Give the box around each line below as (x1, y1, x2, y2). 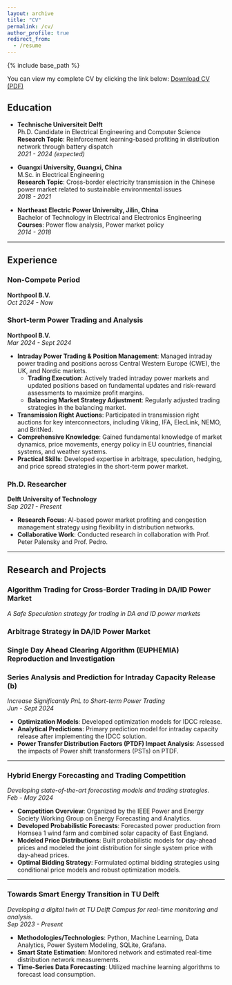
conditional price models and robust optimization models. (17, 865, 181, 874)
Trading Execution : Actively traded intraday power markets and (27, 374, 209, 382)
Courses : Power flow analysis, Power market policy (17, 221, 164, 229)
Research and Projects (7, 564, 107, 576)
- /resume (13, 42, 41, 49)
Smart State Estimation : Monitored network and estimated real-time (17, 948, 212, 956)
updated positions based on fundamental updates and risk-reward (27, 381, 216, 389)
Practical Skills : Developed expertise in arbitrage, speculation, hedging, (17, 454, 222, 463)
